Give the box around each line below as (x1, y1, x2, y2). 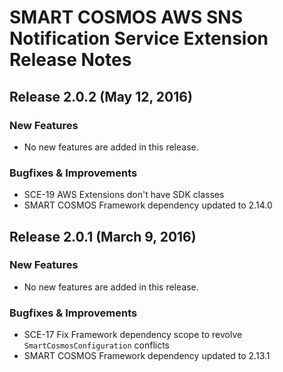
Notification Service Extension (9, 27, 269, 50)
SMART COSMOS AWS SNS (9, 6, 244, 29)
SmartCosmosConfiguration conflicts (23, 339, 171, 351)
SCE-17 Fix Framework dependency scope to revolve (23, 329, 243, 341)
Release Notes (9, 49, 132, 71)
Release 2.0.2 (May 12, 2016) (9, 88, 193, 105)
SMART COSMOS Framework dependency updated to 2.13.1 (23, 350, 271, 362)
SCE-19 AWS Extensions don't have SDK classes (23, 189, 225, 201)
